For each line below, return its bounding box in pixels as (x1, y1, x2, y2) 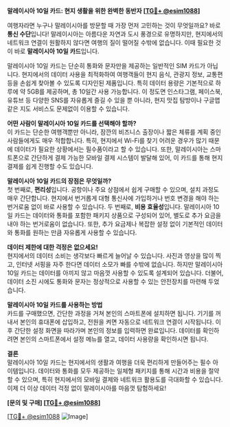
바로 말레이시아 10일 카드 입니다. (14, 47, 100, 55)
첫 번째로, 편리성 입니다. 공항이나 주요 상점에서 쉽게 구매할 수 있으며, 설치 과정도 (7, 186, 220, 193)
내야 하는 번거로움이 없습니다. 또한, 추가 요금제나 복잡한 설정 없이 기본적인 (7, 220, 205, 228)
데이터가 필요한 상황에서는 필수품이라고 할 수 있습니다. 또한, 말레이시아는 (14, 145, 209, 153)
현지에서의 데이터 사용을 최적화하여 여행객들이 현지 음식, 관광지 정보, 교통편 (21, 70, 223, 78)
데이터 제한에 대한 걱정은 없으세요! (7, 243, 98, 251)
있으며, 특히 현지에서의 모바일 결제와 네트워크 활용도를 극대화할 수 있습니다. (21, 375, 223, 384)
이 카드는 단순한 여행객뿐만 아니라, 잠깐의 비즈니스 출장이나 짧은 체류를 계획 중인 (7, 128, 222, 136)
